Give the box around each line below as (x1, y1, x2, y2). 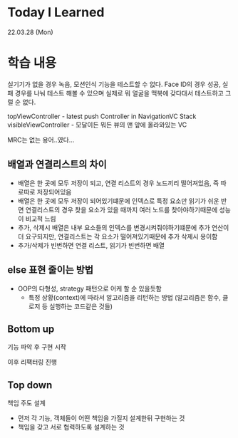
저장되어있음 (36, 187, 72, 196)
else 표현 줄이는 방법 (7, 264, 94, 276)
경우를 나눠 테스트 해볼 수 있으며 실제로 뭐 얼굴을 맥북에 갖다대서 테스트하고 (14, 88, 224, 97)
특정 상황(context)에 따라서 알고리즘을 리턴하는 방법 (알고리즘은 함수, (28, 293, 221, 301)
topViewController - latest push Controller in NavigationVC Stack (7, 112, 197, 120)
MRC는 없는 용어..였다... (7, 135, 75, 144)
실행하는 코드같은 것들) (49, 302, 113, 311)
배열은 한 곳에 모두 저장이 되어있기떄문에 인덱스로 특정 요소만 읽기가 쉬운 (17, 197, 219, 205)
